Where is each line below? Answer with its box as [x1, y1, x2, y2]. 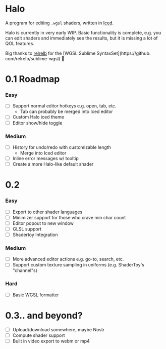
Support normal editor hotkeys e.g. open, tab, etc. [12, 103, 117, 109]
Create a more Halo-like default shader [12, 161, 94, 167]
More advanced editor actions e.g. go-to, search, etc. [12, 256, 124, 262]
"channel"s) [12, 267, 38, 274]
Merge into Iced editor [20, 150, 67, 156]
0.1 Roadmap [5, 73, 60, 85]
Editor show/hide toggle [12, 120, 63, 126]
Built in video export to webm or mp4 [12, 338, 90, 344]
